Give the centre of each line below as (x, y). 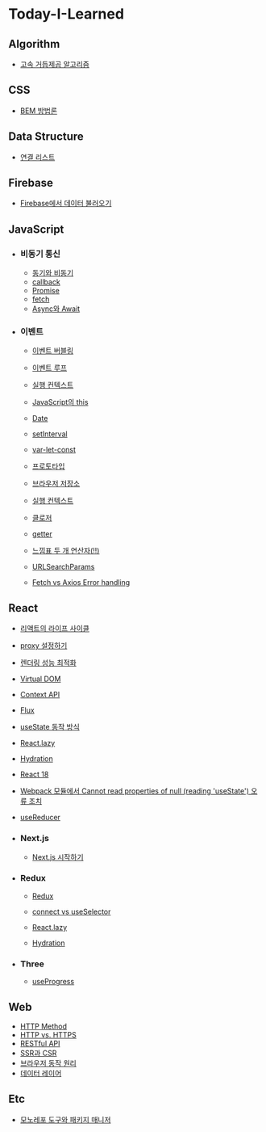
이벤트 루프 (49, 368)
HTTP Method (43, 1026)
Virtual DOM (40, 679)
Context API (40, 695)
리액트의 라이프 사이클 (55, 629)
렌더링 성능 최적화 (48, 663)
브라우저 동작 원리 (48, 1063)
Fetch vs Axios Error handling (81, 583)
